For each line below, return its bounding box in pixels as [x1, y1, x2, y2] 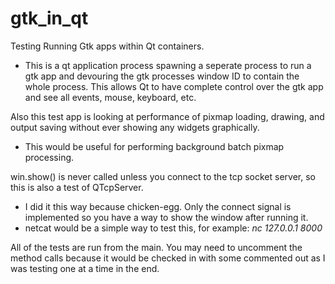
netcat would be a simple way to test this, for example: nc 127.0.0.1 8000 [24, 222, 323, 234]
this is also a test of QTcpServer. [10, 181, 144, 193]
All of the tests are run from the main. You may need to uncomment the [10, 241, 303, 253]
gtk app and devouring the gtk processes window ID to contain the [24, 70, 300, 82]
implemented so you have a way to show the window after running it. [24, 211, 309, 223]
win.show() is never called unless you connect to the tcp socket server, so [10, 170, 316, 182]
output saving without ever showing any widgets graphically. [10, 121, 260, 133]
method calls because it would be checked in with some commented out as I [10, 252, 326, 264]
